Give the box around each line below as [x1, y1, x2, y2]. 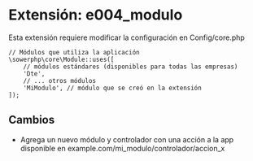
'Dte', [23, 69, 46, 78]
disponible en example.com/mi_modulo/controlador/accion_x [20, 143, 225, 153]
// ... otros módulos [23, 76, 96, 85]
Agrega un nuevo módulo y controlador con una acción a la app [20, 134, 234, 144]
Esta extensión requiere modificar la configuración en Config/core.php [8, 33, 246, 42]
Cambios [8, 113, 55, 127]
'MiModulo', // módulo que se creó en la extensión [23, 84, 202, 92]
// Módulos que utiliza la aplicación [8, 48, 140, 56]
